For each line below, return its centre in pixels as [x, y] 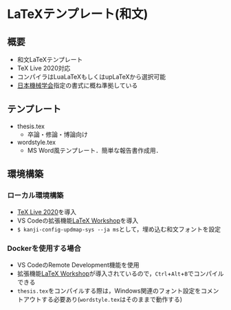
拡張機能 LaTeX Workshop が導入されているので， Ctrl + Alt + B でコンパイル [120, 273]
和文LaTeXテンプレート [50, 60]
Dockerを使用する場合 [44, 249]
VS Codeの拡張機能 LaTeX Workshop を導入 [78, 220]
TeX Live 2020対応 [44, 68]
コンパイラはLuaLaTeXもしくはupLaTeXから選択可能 [91, 77]
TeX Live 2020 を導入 [47, 211]
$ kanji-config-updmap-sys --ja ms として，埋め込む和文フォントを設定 [119, 229]
